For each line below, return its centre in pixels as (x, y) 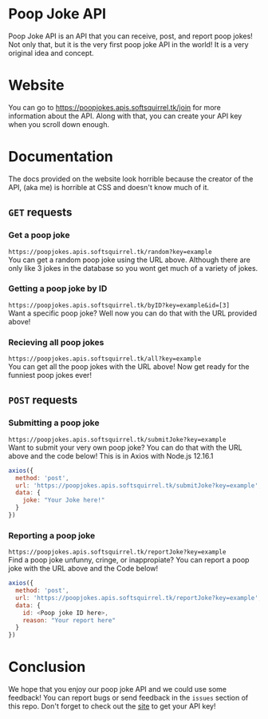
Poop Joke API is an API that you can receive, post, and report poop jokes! (130, 36)
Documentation (61, 157)
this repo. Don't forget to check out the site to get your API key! (112, 706)
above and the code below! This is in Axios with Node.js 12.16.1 (111, 455)
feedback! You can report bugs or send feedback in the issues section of (128, 698)
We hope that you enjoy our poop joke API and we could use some (118, 689)
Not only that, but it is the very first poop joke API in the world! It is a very (128, 44)
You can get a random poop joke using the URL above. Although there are (130, 260)
